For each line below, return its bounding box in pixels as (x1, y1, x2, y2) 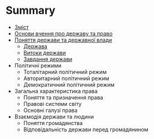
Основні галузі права (23, 107, 78, 114)
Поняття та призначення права (23, 94, 103, 101)
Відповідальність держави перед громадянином (23, 126, 149, 133)
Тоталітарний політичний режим (23, 68, 107, 75)
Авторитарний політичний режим (23, 75, 109, 82)
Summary (5, 4, 55, 17)
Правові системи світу (23, 100, 82, 107)
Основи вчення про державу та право (14, 29, 112, 37)
